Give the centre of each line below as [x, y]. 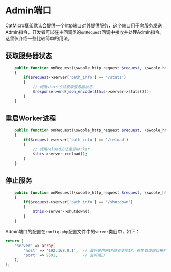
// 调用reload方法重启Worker [61, 149]
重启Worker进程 [31, 118]
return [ [15, 241]
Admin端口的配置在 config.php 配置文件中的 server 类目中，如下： [73, 231]
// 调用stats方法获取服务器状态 [62, 87]
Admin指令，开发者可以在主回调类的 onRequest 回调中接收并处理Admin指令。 [85, 32]
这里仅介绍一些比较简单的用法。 [39, 38]
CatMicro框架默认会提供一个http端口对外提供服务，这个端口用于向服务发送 [84, 25]
